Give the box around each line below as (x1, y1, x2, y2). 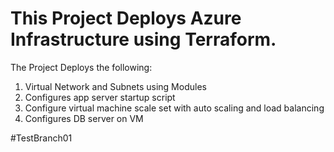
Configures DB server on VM (24, 112, 144, 124)
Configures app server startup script (24, 91, 176, 103)
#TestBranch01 (10, 132, 73, 144)
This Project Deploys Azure (10, 7, 242, 30)
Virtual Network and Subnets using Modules (24, 80, 207, 92)
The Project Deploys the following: (10, 61, 153, 73)
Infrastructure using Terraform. (10, 28, 277, 51)
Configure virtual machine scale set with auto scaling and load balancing (24, 102, 325, 114)
